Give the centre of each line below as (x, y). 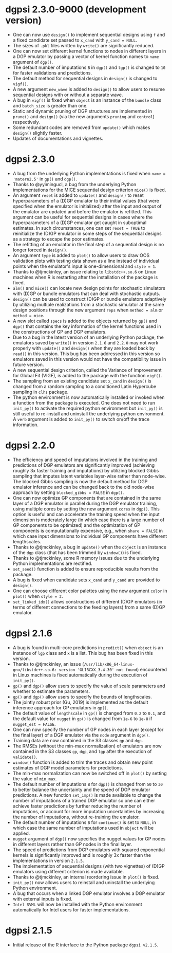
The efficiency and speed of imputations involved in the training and (85, 460)
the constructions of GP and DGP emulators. (60, 332)
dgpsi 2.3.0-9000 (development (76, 10)
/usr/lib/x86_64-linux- (109, 664)
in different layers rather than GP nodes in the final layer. (72, 844)
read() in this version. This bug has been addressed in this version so (86, 354)
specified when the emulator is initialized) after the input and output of (87, 206)
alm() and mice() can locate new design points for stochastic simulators (89, 288)
